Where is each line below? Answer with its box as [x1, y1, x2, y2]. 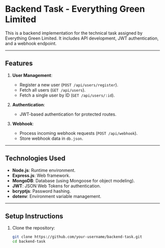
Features [5, 59, 33, 68]
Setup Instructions [5, 212, 63, 220]
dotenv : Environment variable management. [12, 193, 102, 199]
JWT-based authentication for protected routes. [19, 111, 117, 117]
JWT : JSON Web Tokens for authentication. [12, 183, 101, 189]
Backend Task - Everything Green [5, 3, 145, 15]
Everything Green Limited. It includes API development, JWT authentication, [5, 35, 159, 41]
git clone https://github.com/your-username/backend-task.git [12, 234, 142, 240]
